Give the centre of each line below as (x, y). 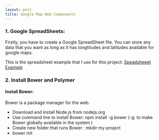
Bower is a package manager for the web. (48, 102)
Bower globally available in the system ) (52, 122)
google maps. (19, 53)
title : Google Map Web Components (41, 14)
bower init (22, 133)
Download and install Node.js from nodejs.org (59, 112)
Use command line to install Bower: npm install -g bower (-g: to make (82, 117)
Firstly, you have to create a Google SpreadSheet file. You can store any (78, 42)
